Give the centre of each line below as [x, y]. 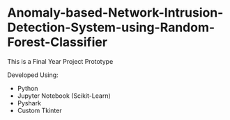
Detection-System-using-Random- [111, 27]
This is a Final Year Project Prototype [60, 61]
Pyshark [29, 103]
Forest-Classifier [58, 42]
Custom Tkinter [39, 110]
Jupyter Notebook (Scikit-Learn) [64, 96]
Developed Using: [33, 75]
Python [28, 88]
